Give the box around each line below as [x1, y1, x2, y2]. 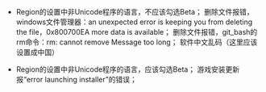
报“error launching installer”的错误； [15, 75, 137, 84]
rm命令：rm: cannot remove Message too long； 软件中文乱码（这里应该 [15, 37, 258, 47]
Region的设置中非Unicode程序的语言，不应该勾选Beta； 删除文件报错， [15, 7, 254, 16]
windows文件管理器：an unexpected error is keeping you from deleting [15, 17, 253, 27]
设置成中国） [15, 48, 59, 56]
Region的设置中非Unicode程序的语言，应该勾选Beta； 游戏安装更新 [15, 65, 240, 74]
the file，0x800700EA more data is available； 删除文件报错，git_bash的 [15, 27, 258, 36]
